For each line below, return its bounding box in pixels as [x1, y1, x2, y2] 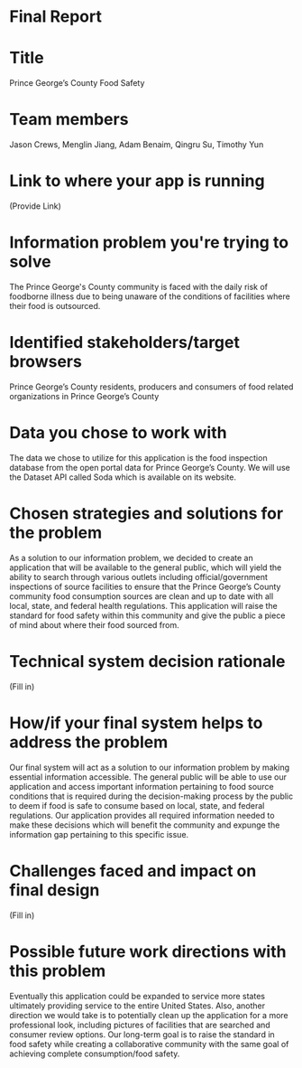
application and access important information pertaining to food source [9, 781, 274, 792]
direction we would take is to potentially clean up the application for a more [9, 1009, 288, 1020]
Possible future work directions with [9, 942, 287, 961]
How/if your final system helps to [9, 712, 263, 733]
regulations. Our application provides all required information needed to [9, 810, 275, 820]
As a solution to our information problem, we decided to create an [9, 552, 254, 563]
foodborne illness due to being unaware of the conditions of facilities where [9, 291, 290, 302]
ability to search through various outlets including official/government [9, 571, 269, 582]
